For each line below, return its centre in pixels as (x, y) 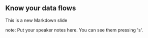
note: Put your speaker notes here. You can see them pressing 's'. (74, 30)
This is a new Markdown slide (36, 20)
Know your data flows (41, 8)
